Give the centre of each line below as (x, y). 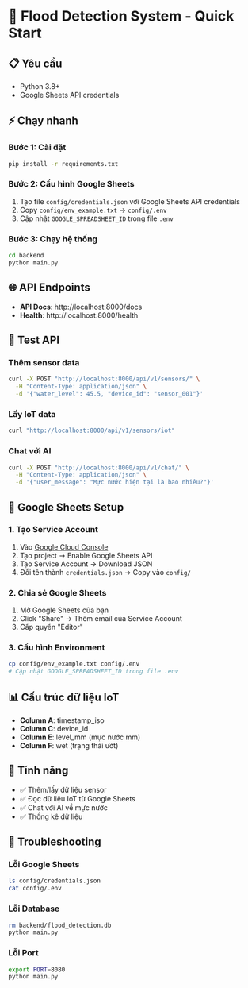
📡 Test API (34, 340)
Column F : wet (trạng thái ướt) (69, 745)
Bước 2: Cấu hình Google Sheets (71, 184)
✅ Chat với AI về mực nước (64, 807)
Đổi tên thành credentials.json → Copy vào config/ (105, 572)
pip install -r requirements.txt (63, 164)
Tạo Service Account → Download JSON (86, 564)
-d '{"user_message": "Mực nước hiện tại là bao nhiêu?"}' (115, 482)
